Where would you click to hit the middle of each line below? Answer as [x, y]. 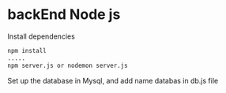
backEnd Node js [64, 15]
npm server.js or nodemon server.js [68, 65]
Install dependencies [41, 36]
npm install [27, 50]
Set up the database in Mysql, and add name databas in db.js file [113, 80]
